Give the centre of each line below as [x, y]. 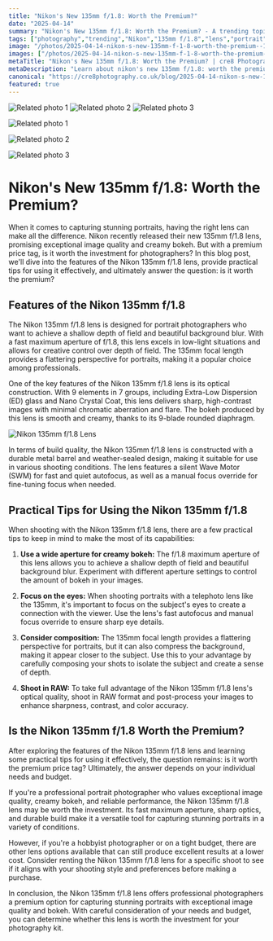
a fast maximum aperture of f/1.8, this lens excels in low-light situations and [134, 342]
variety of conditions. [44, 827]
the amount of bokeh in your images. [82, 580]
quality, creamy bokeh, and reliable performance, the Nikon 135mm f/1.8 [129, 801]
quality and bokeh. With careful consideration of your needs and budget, [130, 910]
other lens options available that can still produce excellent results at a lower [136, 851]
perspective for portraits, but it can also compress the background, [132, 646]
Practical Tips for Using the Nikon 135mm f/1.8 [128, 510]
